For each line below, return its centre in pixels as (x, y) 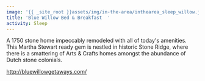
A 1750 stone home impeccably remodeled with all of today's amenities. (97, 41)
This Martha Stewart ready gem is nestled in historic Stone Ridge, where (97, 47)
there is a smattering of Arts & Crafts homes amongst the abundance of (96, 54)
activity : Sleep (27, 23)
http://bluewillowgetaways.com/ (47, 72)
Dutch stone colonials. (34, 60)
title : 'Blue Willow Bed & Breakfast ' (59, 18)
